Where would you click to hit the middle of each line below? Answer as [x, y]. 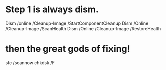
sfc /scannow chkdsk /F [30, 63]
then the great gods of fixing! [68, 49]
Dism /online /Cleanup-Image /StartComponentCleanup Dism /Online [77, 23]
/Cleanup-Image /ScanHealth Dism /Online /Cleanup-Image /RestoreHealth [83, 28]
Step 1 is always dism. [52, 9]
